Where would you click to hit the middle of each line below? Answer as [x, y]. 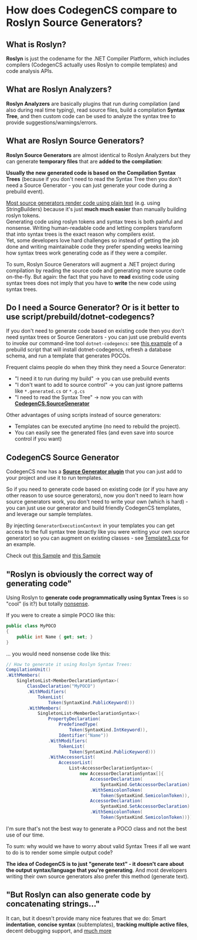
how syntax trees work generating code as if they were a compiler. [86, 253]
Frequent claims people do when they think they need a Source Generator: [96, 367]
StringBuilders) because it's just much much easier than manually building [96, 209]
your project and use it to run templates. [55, 478]
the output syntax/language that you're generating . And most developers [97, 870]
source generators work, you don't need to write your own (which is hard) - [97, 502]
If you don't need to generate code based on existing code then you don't [95, 331]
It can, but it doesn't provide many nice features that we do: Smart [86, 918]
